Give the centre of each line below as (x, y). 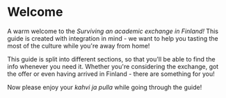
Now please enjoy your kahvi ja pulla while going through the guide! (105, 87)
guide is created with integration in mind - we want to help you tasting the (113, 38)
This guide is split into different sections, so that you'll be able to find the (111, 59)
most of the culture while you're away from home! (79, 46)
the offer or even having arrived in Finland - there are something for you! (111, 74)
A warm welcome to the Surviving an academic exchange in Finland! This (113, 31)
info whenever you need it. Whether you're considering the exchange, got (113, 66)
